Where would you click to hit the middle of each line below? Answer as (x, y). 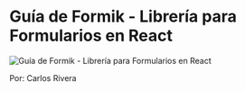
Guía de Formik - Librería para (123, 17)
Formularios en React (91, 36)
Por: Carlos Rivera (43, 77)
